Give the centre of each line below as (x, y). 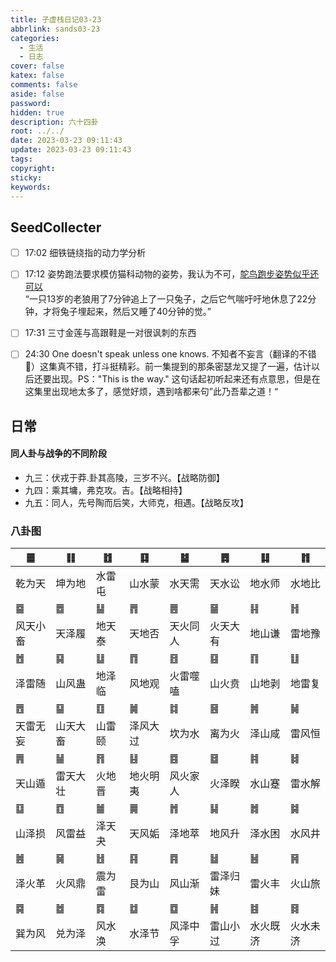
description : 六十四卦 (54, 122)
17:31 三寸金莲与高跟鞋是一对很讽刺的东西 (110, 333)
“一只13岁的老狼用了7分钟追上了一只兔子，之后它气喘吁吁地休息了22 (166, 299)
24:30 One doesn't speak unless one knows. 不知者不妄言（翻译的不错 (170, 354)
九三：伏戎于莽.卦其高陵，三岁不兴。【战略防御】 (124, 478)
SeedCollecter (56, 227)
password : (31, 103)
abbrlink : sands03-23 (55, 29)
